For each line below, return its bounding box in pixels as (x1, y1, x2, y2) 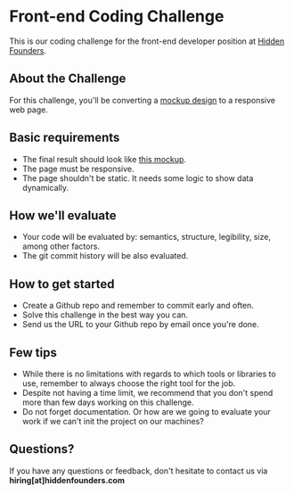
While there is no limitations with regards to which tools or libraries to (21, 368, 276, 379)
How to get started (9, 276, 115, 292)
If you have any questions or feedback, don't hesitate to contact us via (9, 465, 268, 476)
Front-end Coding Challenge (9, 6, 225, 27)
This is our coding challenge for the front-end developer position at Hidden (9, 36, 285, 46)
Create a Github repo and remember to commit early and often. (21, 301, 254, 311)
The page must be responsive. (21, 163, 135, 174)
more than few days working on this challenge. (21, 397, 194, 408)
